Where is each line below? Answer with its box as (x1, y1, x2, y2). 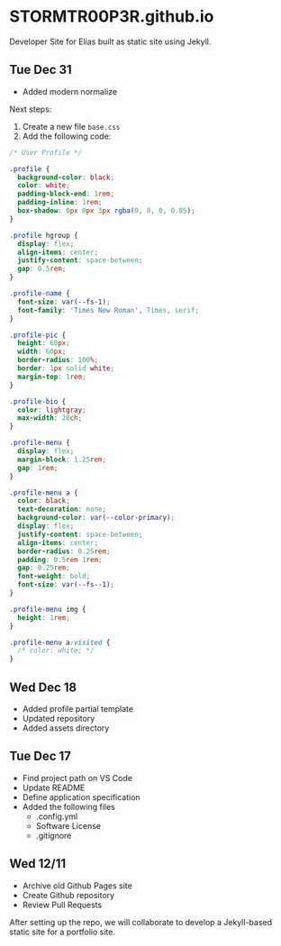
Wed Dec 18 (9, 679, 77, 695)
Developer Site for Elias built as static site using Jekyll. (9, 36, 212, 47)
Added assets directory (22, 723, 110, 733)
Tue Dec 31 (9, 62, 72, 77)
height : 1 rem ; (17, 613, 70, 623)
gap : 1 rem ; (17, 463, 59, 472)
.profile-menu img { (9, 605, 87, 614)
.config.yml (35, 811, 78, 822)
